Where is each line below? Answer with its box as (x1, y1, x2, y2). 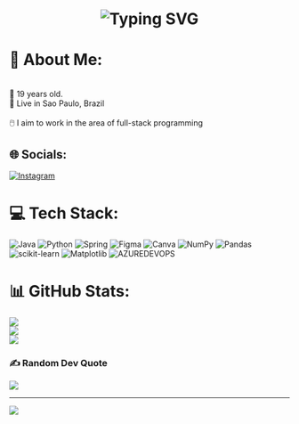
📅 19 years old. (9, 89, 64, 100)
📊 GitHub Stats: (9, 281, 131, 302)
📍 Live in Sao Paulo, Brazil (9, 98, 105, 109)
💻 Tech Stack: (9, 203, 119, 224)
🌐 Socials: (9, 147, 68, 162)
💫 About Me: (9, 50, 103, 70)
